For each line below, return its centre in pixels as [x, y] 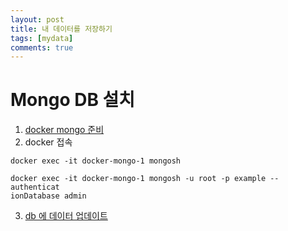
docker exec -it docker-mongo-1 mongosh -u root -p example [138, 179]
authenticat [35, 187]
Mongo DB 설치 [73, 100]
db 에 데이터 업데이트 [66, 216]
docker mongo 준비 [64, 130]
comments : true [42, 47]
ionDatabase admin [48, 196]
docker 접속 [48, 142]
